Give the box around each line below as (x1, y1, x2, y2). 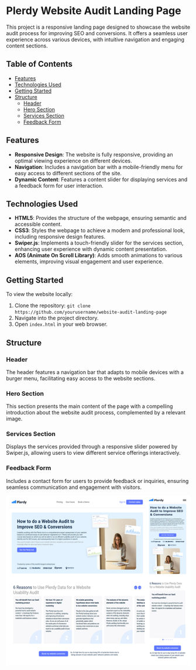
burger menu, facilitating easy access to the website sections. (6, 375, 156, 382)
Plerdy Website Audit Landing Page (6, 4, 181, 18)
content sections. (6, 42, 48, 49)
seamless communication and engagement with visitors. (6, 484, 142, 491)
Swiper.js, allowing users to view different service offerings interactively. (6, 450, 181, 457)
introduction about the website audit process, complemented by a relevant (6, 409, 185, 416)
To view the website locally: (6, 291, 73, 298)
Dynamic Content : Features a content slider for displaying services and (14, 176, 188, 183)
